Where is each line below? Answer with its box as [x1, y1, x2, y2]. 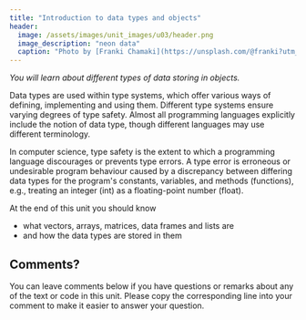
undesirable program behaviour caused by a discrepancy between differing [9, 166, 293, 177]
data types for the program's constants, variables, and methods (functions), [9, 175, 294, 187]
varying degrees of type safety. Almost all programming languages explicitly [9, 109, 296, 120]
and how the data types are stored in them [22, 230, 182, 242]
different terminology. [9, 129, 91, 139]
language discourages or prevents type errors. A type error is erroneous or [9, 156, 291, 167]
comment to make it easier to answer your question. [9, 300, 205, 311]
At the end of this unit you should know [9, 202, 157, 214]
